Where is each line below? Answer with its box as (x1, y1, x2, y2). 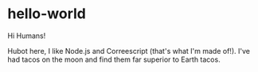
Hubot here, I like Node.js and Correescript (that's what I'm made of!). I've (7, 46, 250, 55)
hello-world (7, 5, 87, 23)
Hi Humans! (7, 31, 46, 40)
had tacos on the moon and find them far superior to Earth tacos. (7, 55, 221, 64)
